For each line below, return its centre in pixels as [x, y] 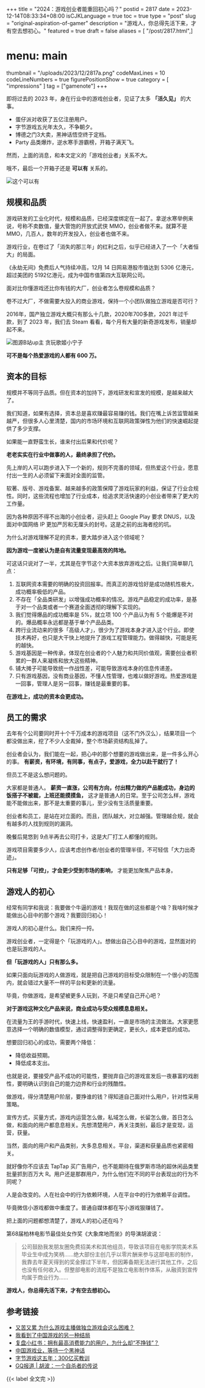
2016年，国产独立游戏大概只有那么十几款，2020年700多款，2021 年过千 [98, 314]
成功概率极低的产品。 [42, 591]
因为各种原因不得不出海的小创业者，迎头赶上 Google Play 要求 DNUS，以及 [101, 516]
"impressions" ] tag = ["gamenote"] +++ [57, 86]
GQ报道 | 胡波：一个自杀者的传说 [56, 1366]
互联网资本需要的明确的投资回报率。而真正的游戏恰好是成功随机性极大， [106, 584]
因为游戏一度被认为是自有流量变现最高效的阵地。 [68, 550]
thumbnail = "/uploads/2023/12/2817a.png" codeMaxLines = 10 [86, 73]
